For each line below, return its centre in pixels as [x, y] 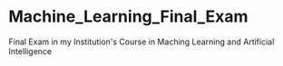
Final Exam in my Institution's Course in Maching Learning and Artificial [141, 42]
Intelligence [30, 51]
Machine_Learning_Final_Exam [128, 17]
